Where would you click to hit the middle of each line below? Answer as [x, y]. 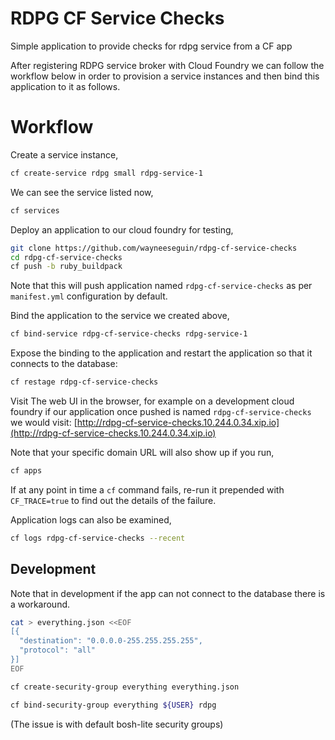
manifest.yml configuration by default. [89, 296]
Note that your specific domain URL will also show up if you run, [142, 452]
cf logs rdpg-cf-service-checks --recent [98, 538]
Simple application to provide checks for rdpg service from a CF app [151, 46]
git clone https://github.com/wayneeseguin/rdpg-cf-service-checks [154, 248]
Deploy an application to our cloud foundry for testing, [122, 229]
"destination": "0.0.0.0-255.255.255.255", [111, 641]
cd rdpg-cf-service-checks [66, 257]
